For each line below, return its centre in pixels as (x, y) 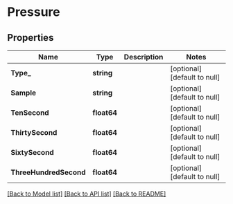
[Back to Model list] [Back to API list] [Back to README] (87, 194)
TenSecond (30, 113)
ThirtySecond (34, 132)
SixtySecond (32, 152)
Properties (31, 38)
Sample (24, 93)
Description (144, 57)
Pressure (34, 12)
